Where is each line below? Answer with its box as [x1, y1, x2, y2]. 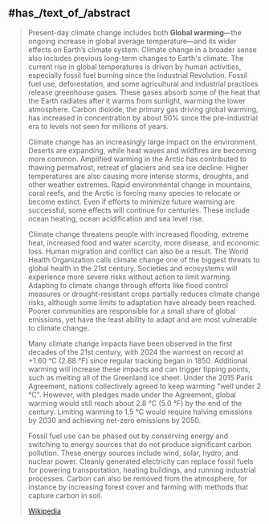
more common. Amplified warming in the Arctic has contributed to [27, 154, 247, 164]
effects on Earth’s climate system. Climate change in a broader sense [27, 44, 257, 55]
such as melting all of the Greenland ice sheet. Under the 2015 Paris [27, 372, 253, 382]
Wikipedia [27, 506, 62, 516]
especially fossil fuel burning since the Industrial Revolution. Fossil [27, 70, 247, 79]
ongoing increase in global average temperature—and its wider [27, 36, 237, 46]
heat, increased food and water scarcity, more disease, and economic [27, 238, 259, 247]
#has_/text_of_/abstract [8, 6, 131, 20]
